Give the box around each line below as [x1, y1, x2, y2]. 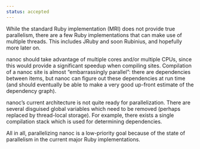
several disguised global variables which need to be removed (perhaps [6, 105, 181, 112]
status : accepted [6, 8, 50, 15]
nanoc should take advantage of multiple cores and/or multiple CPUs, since [6, 55, 192, 63]
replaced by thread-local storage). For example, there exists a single [6, 111, 174, 119]
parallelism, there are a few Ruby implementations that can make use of [6, 31, 182, 39]
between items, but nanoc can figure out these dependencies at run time [6, 74, 186, 82]
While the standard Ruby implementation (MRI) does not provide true [6, 25, 176, 32]
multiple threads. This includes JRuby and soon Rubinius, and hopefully [6, 38, 182, 45]
